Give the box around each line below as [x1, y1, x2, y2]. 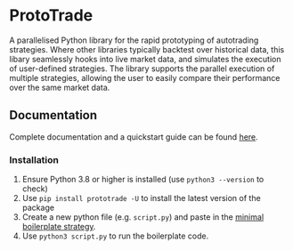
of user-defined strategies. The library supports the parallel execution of [9, 63, 275, 74]
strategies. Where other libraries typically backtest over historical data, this [9, 44, 285, 54]
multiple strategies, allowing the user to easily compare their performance [9, 72, 281, 83]
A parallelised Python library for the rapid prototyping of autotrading [9, 35, 259, 45]
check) [21, 183, 49, 194]
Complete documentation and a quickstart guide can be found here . [9, 131, 258, 142]
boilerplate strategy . [21, 222, 96, 232]
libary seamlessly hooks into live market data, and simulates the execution [9, 53, 281, 64]
